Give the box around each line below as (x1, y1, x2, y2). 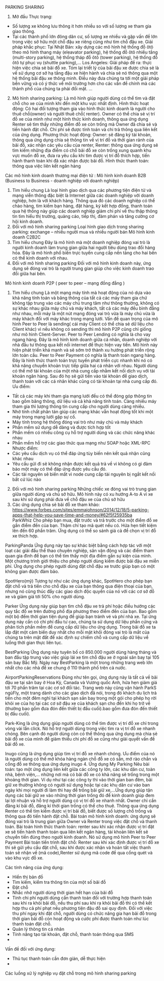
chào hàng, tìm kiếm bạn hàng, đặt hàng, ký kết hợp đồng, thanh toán (12, 203, 153, 209)
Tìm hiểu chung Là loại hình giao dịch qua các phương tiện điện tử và (12, 187, 152, 193)
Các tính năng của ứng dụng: (5, 865, 64, 870)
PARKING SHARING (5, 4, 45, 10)
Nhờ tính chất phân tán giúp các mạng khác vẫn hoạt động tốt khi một (12, 409, 153, 414)
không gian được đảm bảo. (5, 569, 59, 574)
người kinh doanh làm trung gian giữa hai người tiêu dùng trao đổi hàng (12, 245, 155, 250)
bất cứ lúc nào (12, 477, 42, 482)
